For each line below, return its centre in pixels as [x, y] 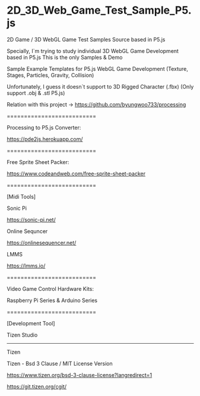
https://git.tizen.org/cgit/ [37, 386]
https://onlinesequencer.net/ [42, 243]
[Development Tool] [31, 323]
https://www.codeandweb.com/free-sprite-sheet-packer [76, 174]
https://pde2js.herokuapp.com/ [45, 139]
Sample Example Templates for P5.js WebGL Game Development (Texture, [98, 68]
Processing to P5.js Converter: [44, 127]
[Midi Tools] [21, 196]
